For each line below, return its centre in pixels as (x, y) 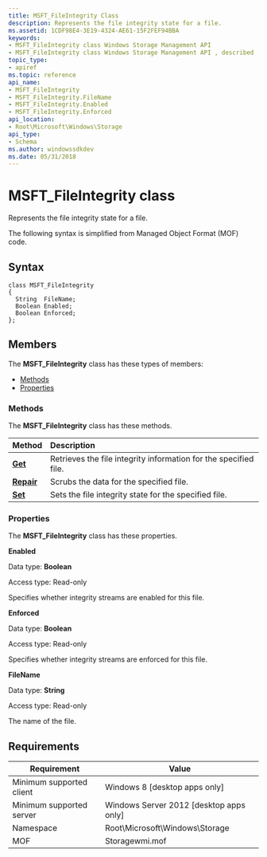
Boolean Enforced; (46, 313)
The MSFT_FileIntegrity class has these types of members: (106, 364)
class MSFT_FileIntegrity (51, 285)
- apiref (23, 68)
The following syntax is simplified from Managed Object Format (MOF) (124, 234)
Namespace (35, 828)
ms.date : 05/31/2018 (43, 156)
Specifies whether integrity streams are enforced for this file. (108, 659)
